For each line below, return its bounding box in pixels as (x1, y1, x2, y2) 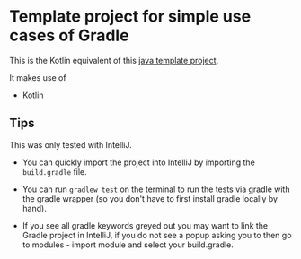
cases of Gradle (9, 25, 129, 46)
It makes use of (9, 72, 66, 82)
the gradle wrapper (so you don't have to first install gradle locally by (22, 193, 279, 203)
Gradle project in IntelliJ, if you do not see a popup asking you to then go (22, 229, 292, 240)
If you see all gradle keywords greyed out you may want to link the (22, 220, 269, 230)
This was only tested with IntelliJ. (9, 139, 132, 150)
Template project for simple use (9, 6, 252, 27)
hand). (22, 203, 47, 213)
